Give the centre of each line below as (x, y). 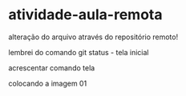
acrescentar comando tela (52, 68)
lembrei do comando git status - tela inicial (79, 52)
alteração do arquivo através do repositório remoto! (93, 37)
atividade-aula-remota (85, 15)
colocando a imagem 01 (48, 83)
